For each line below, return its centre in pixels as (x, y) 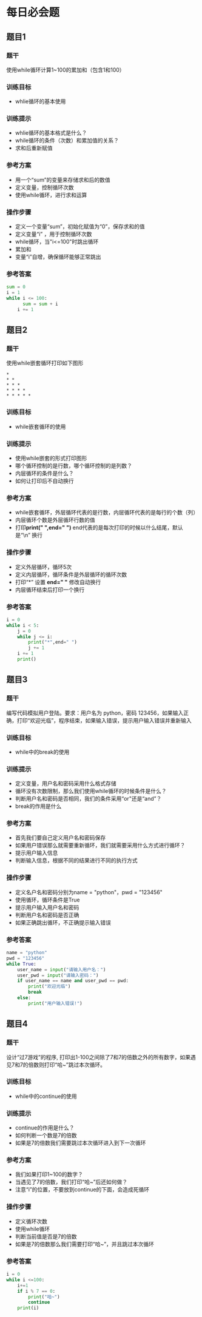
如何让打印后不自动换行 (44, 481)
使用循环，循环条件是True (47, 900)
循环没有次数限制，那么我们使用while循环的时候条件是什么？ (91, 791)
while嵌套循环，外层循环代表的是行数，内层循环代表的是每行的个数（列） (107, 513)
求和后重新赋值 (34, 148)
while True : (21, 964)
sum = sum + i (40, 304)
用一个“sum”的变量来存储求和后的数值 (62, 180)
